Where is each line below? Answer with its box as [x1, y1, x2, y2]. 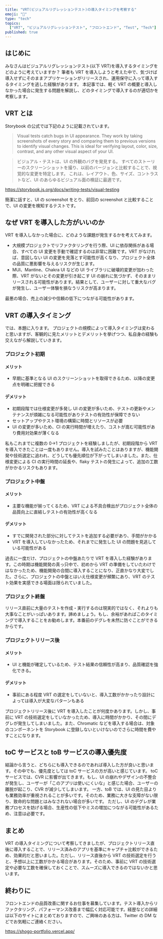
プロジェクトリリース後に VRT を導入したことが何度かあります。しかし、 [5, 708, 152, 714]
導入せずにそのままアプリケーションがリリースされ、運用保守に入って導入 [5, 75, 154, 81]
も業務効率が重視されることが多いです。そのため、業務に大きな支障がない [5, 793, 154, 798]
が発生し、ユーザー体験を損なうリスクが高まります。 [12, 285, 119, 291]
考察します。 [5, 93, 31, 99]
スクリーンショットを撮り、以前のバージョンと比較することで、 [25, 164, 153, 170]
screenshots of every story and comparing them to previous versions [17, 138, 156, 144]
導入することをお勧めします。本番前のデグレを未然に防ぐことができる [18, 617, 158, 623]
